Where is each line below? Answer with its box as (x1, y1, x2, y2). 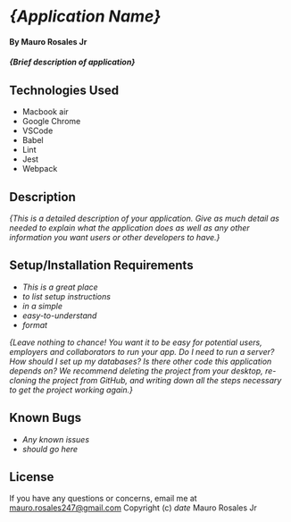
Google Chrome (21, 116, 81, 127)
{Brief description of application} (9, 56, 136, 68)
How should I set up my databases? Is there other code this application (9, 356, 272, 366)
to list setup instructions (21, 290, 112, 301)
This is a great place (21, 282, 98, 292)
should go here (21, 443, 79, 454)
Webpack (21, 164, 58, 174)
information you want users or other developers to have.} (9, 232, 220, 242)
